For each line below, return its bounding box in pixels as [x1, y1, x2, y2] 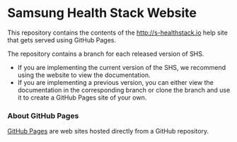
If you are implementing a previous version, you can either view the [17, 78, 214, 86]
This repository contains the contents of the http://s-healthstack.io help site [7, 28, 228, 37]
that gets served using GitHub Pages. [7, 35, 117, 44]
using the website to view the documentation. [17, 71, 151, 79]
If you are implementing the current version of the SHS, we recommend [17, 63, 226, 71]
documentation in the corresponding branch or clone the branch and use [17, 85, 231, 94]
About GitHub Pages [7, 111, 79, 121]
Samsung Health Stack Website [7, 5, 197, 21]
